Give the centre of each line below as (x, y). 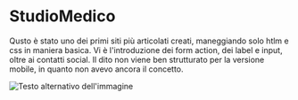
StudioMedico (62, 16)
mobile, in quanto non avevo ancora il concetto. (97, 69)
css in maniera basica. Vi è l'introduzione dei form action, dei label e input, (146, 50)
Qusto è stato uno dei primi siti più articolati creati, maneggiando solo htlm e (149, 41)
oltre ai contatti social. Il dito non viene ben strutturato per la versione (137, 59)
